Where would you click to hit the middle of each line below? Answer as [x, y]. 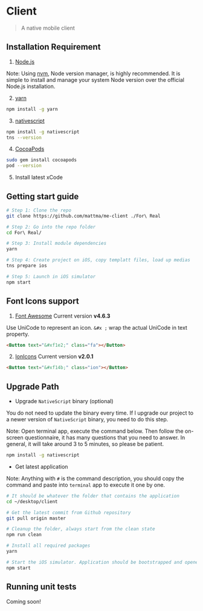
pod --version [24, 166]
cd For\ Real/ [24, 232]
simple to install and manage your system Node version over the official [95, 79]
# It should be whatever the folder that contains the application [93, 496]
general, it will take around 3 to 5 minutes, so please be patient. [85, 444]
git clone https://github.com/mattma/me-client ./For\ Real [84, 216]
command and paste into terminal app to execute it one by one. [85, 485]
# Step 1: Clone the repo [39, 210]
